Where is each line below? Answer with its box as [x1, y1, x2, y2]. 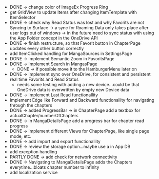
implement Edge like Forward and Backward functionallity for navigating [9, 97, 155, 103]
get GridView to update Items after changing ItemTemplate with [9, 9, 137, 15]
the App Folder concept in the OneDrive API [9, 35, 98, 41]
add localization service [9, 170, 58, 175]
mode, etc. [9, 133, 32, 139]
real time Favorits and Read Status [9, 76, 79, 82]
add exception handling [9, 149, 57, 155]
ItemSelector [9, 15, 36, 20]
